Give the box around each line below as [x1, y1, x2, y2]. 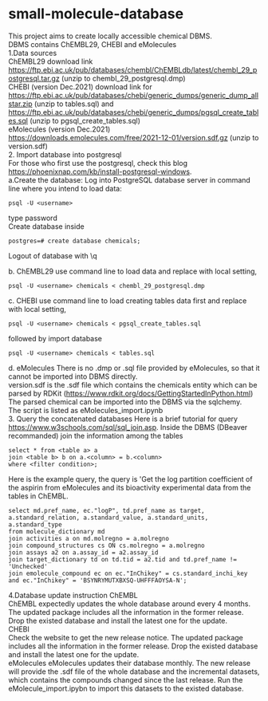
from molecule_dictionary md [8, 527, 105, 535]
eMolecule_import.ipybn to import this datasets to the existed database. [8, 683, 245, 693]
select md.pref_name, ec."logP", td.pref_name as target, [8, 506, 205, 514]
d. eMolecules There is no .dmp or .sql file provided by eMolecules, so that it [8, 363, 260, 372]
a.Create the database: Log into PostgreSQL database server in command [8, 175, 251, 184]
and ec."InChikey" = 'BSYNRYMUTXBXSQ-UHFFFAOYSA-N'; [8, 576, 187, 585]
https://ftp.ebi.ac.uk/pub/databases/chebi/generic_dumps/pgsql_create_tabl [8, 107, 259, 116]
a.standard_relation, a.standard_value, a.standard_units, [8, 514, 209, 522]
